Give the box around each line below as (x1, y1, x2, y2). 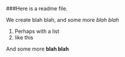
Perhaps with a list (14, 28, 60, 35)
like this (14, 34, 33, 41)
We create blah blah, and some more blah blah (6, 16, 119, 23)
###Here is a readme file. (6, 5, 68, 12)
